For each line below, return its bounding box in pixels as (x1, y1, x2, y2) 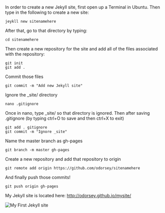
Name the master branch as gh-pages (5, 138, 83, 144)
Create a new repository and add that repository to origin (5, 156, 121, 162)
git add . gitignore (5, 125, 48, 130)
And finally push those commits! (5, 174, 71, 180)
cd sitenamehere (5, 37, 39, 42)
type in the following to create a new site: (5, 9, 89, 15)
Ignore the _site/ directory (5, 92, 58, 98)
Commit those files (5, 74, 43, 80)
